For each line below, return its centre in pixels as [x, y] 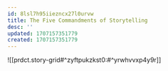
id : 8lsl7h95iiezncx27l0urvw [51, 14]
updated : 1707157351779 [43, 33]
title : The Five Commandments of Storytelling [78, 20]
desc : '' [20, 27]
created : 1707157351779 [43, 40]
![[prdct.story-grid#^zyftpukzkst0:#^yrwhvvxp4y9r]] [84, 60]
